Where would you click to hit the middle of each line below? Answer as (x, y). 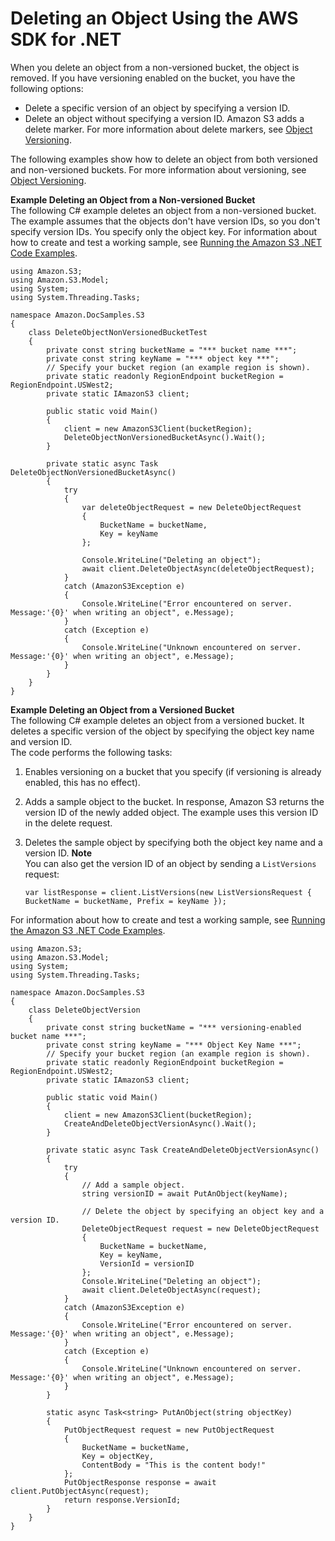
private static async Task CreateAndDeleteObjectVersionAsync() (183, 1150)
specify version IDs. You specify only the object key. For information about (164, 231)
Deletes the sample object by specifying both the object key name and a (173, 842)
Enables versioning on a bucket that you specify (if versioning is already (173, 771)
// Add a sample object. (133, 1185)
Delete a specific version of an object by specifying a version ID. (157, 108)
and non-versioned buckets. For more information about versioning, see (158, 169)
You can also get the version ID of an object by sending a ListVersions (170, 863)
